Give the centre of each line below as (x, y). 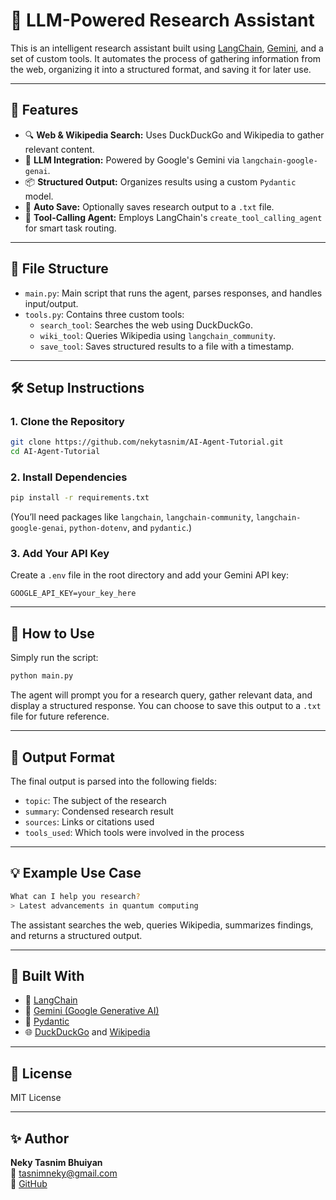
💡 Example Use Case (76, 873)
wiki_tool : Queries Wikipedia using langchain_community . (158, 335)
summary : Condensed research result (99, 811)
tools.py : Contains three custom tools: (104, 314)
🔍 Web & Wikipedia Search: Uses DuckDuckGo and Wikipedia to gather (174, 135)
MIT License (36, 1098)
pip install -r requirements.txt (80, 498)
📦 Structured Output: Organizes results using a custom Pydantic (160, 181)
